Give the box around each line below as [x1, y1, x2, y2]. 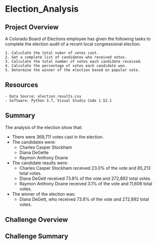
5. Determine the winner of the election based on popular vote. [5, 67, 140, 72]
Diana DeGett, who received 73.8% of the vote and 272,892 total [19, 196, 149, 202]
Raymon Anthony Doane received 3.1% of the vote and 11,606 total [19, 180, 152, 186]
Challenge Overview [5, 216, 68, 224]
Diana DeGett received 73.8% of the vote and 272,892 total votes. [19, 175, 152, 181]
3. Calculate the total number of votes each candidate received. [5, 59, 142, 64]
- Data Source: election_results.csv [5, 94, 82, 99]
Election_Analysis [5, 3, 79, 15]
